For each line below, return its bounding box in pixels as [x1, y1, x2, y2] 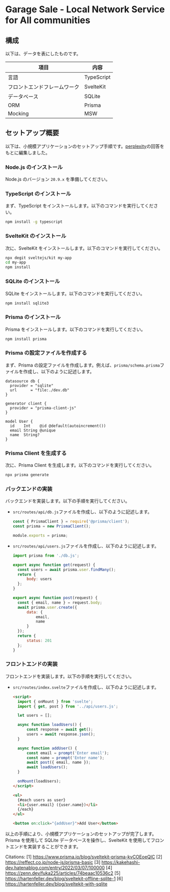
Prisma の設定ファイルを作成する [5, 349, 87, 356]
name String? [10, 432, 40, 438]
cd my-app [5, 260, 27, 265]
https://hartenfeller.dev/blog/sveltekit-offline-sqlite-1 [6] [5, 876, 124, 882]
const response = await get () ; [26, 727, 93, 732]
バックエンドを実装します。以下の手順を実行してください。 [5, 498, 130, 504]
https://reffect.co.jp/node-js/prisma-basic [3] [5, 859, 101, 865]
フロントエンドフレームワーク [8, 83, 80, 90]
